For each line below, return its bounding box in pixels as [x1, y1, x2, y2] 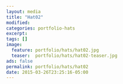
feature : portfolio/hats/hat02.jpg [11, 47, 99, 53]
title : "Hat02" [6, 14, 44, 20]
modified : [6, 20, 31, 25]
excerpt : [6, 31, 28, 37]
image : [6, 42, 22, 48]
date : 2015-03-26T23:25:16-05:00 [6, 69, 89, 75]
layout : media [6, 8, 41, 15]
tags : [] [6, 36, 28, 42]
